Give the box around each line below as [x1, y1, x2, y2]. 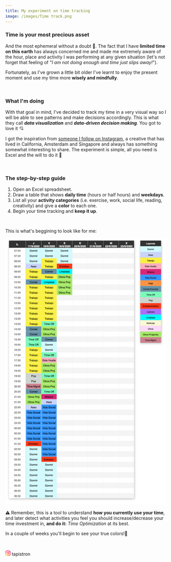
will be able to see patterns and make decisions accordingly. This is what [5, 114, 159, 121]
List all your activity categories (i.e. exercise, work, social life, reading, [12, 197, 162, 204]
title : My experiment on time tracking [5, 8, 90, 13]
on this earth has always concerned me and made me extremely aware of [5, 48, 161, 54]
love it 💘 [5, 126, 24, 132]
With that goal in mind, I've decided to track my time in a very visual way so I [5, 109, 166, 115]
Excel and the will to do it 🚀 [5, 152, 62, 158]
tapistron [11, 551, 31, 557]
